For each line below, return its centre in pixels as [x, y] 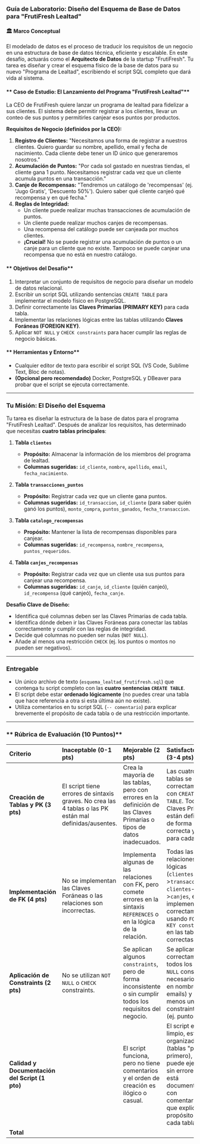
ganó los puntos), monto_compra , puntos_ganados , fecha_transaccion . [107, 509]
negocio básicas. [36, 338]
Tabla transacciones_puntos [49, 485]
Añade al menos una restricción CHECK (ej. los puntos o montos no [95, 642]
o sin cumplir [141, 994]
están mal [75, 816]
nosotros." [27, 160]
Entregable [22, 669]
